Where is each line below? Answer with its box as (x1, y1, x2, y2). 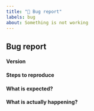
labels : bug (6, 14, 35, 20)
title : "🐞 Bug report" (6, 8, 62, 15)
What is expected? (6, 85, 53, 92)
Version (6, 58, 26, 65)
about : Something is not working (6, 19, 89, 25)
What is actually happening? (6, 99, 78, 106)
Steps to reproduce (6, 71, 54, 79)
